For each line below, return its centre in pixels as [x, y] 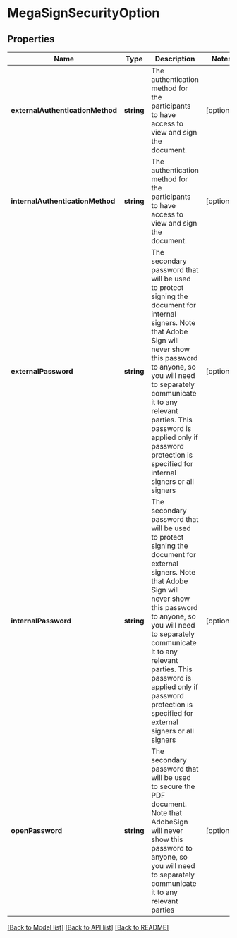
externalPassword [42, 371]
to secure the [173, 786]
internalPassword [41, 621]
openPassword [37, 830]
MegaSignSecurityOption [84, 13]
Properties [31, 39]
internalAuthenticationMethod [63, 201]
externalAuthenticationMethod [64, 110]
